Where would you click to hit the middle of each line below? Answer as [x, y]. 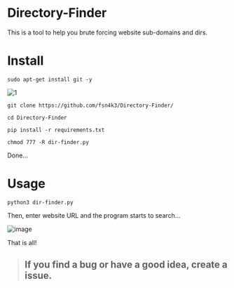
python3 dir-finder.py [40, 202]
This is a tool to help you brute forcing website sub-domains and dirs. [108, 32]
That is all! [22, 242]
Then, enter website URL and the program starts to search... [94, 215]
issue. [38, 276]
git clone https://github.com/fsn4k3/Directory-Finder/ [90, 105]
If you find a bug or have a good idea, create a [126, 265]
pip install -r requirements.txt [56, 130]
